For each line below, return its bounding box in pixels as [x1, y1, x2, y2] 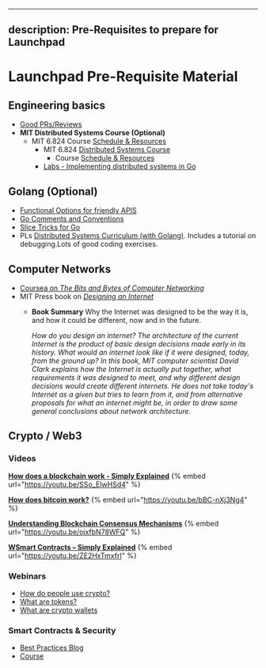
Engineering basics [8, 98, 105, 112]
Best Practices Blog [19, 643, 85, 653]
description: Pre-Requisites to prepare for [8, 23, 219, 36]
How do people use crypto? [19, 589, 111, 598]
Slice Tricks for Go [19, 222, 81, 232]
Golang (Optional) [8, 184, 98, 198]
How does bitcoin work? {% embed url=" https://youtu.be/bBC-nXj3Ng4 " [8, 495, 248, 504]
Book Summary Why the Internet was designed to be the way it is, [31, 307, 249, 317]
